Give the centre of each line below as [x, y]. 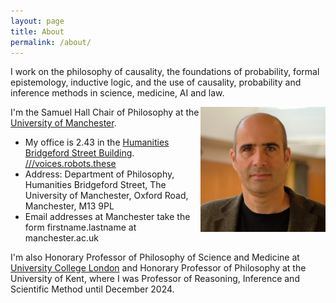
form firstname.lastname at [80, 227]
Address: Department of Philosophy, [99, 174]
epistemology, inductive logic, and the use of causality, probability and [156, 82]
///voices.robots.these [70, 164]
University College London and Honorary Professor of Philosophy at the [158, 268]
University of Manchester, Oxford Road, [106, 196]
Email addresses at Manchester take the [107, 217]
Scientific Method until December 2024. [92, 289]
